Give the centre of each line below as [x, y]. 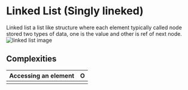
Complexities [31, 59]
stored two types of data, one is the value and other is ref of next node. [94, 33]
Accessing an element [42, 76]
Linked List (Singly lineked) [75, 11]
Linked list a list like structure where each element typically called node [94, 27]
